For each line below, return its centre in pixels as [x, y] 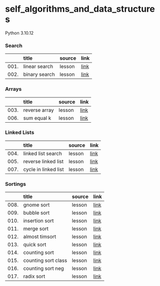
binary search [39, 74]
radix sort [34, 276]
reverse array [39, 110]
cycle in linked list [44, 169]
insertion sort [38, 221]
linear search [38, 66]
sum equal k [37, 118]
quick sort [35, 244]
